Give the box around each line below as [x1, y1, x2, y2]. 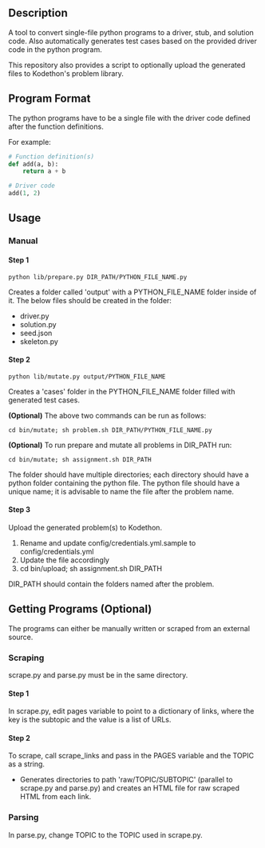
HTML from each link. [19, 792, 92, 802]
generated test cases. [8, 395, 80, 405]
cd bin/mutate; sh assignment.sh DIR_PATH [8, 455, 152, 463]
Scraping [8, 652, 45, 663]
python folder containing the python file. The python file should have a [8, 478, 240, 487]
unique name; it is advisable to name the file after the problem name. [8, 486, 234, 496]
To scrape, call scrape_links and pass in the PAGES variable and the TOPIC [8, 751, 254, 761]
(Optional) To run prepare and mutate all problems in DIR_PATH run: [8, 440, 232, 450]
